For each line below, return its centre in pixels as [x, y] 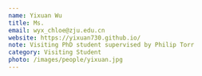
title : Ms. [26, 23]
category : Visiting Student [55, 52]
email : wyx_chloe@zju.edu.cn [57, 30]
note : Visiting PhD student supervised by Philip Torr [101, 45]
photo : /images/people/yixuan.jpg [66, 60]
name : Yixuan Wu [35, 15]
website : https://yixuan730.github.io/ [75, 38]
